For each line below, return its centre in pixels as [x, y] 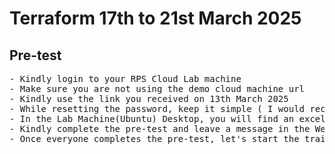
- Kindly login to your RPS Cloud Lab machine [125, 78]
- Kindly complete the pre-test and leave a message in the [160, 128]
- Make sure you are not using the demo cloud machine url [157, 88]
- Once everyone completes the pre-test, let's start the [154, 138]
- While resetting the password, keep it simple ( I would [157, 108]
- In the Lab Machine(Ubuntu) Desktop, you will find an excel [167, 118]
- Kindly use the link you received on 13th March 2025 [149, 98]
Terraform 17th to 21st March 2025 [155, 18]
